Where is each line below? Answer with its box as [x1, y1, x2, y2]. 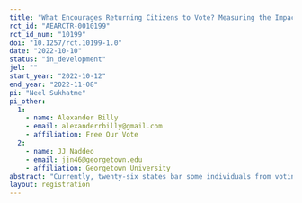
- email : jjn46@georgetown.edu [25, 154, 143, 164]
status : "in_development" [9, 55, 106, 64]
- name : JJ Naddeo [25, 146, 94, 155]
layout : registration [9, 181, 91, 190]
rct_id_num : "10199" [9, 30, 87, 39]
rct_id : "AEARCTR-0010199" [9, 22, 111, 31]
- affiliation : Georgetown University [25, 163, 171, 172]
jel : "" [9, 64, 39, 73]
